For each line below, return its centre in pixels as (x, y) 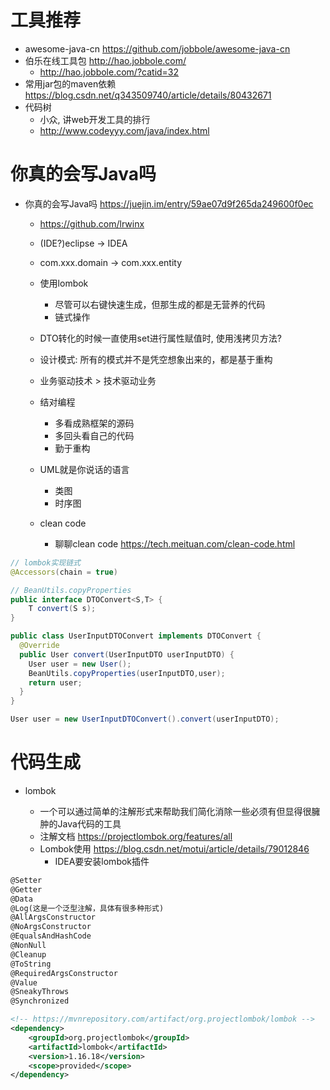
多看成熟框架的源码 (94, 423)
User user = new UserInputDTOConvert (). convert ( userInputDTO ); (145, 719)
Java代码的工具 (89, 823)
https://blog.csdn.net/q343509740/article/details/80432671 (148, 95)
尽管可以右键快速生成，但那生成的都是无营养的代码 (160, 304)
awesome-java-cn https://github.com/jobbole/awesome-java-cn (157, 48)
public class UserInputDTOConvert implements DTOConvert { (136, 636)
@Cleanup (28, 954)
